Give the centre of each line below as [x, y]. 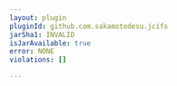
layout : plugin [38, 18]
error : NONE [32, 52]
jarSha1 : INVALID [42, 34]
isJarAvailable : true [50, 43]
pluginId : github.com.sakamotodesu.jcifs [89, 26]
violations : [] [38, 60]
